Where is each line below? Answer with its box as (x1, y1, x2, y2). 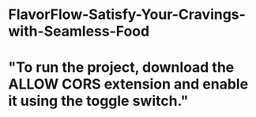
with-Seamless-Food (8, 22, 150, 40)
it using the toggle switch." (8, 92, 189, 110)
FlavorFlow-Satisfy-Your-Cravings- (8, 6, 247, 24)
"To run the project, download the (8, 58, 235, 77)
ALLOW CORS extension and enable (8, 75, 249, 93)
